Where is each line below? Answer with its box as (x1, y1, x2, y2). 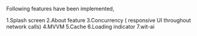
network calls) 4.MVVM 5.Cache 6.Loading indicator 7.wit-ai (6, 23, 155, 30)
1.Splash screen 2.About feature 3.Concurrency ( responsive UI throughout (6, 17, 191, 23)
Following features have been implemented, (6, 5, 115, 12)
